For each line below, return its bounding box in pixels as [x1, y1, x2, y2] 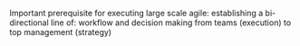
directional [9, 17, 50, 28]
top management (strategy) [9, 27, 111, 37]
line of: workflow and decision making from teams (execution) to [50, 17, 292, 28]
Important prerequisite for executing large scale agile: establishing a [9, 8, 264, 18]
